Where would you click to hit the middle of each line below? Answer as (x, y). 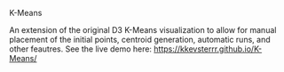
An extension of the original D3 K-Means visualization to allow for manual (143, 30)
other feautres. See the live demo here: (81, 49)
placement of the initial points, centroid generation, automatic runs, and (140, 40)
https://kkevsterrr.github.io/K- (208, 49)
